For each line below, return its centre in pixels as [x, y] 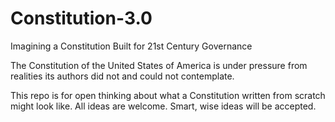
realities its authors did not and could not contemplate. [122, 76]
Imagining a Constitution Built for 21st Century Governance [131, 46]
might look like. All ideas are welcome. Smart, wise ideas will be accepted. [163, 106]
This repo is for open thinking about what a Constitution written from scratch [168, 95]
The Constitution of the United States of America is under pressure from [159, 65]
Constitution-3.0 [81, 18]
